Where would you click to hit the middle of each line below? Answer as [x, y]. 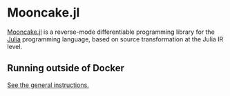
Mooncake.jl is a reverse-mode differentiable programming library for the [111, 32]
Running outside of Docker [66, 68]
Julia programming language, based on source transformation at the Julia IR [115, 39]
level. [15, 46]
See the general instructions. [48, 85]
